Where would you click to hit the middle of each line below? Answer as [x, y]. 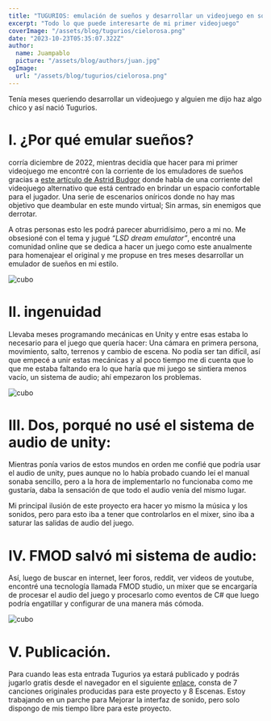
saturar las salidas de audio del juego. [71, 523]
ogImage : [23, 69]
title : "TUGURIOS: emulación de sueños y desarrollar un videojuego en [131, 16]
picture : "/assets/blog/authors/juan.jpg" [88, 61]
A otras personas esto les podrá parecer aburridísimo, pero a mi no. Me [127, 229]
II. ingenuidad [55, 312]
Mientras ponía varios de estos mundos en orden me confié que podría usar [134, 465]
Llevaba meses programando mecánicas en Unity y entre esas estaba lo [128, 334]
